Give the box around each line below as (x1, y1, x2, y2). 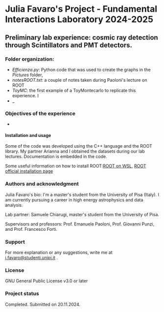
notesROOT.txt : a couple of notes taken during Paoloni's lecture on (12, 77, 147, 83)
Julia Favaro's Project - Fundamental (5, 3, 158, 15)
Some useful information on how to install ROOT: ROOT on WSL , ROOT (5, 163, 146, 169)
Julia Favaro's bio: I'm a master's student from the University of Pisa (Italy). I (5, 192, 159, 198)
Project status (5, 290, 39, 297)
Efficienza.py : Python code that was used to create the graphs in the (12, 67, 151, 72)
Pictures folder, (12, 72, 43, 78)
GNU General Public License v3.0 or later (5, 278, 88, 284)
